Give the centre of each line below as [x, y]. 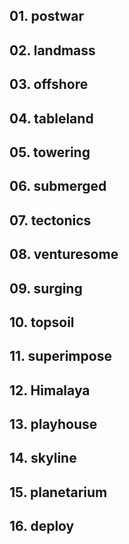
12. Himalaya [50, 390]
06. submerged [58, 186]
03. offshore [49, 84]
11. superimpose [60, 356]
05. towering [50, 152]
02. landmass [52, 50]
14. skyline [43, 458]
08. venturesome [64, 254]
